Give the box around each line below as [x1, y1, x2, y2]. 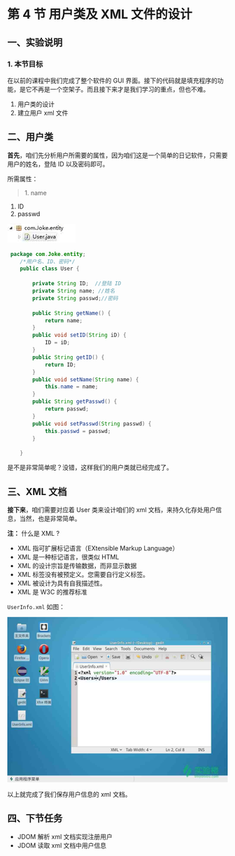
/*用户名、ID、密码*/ [20, 258, 76, 265]
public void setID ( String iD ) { [32, 331, 127, 339]
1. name [24, 188, 48, 197]
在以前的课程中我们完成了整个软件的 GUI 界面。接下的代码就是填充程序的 [7, 76, 218, 85]
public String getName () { [32, 309, 111, 317]
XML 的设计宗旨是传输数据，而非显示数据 [17, 562, 137, 570]
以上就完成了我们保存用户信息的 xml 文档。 [7, 790, 131, 798]
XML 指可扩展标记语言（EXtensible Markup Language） [17, 544, 179, 552]
